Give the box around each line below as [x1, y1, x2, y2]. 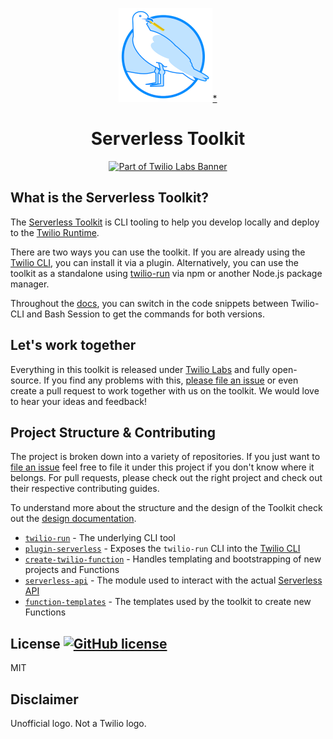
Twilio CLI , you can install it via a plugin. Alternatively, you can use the [10, 256, 300, 268]
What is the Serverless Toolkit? [10, 189, 210, 207]
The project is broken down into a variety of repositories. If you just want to [10, 451, 321, 463]
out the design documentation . [10, 513, 137, 525]
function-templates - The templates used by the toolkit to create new [24, 596, 312, 608]
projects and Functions [24, 564, 120, 576]
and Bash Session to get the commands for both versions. [26, 308, 266, 320]
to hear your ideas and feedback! [10, 395, 147, 407]
